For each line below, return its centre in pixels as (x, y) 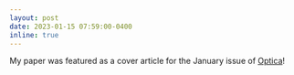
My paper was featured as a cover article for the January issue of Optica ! (147, 61)
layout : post (34, 18)
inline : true (34, 35)
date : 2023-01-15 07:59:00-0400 (71, 27)
